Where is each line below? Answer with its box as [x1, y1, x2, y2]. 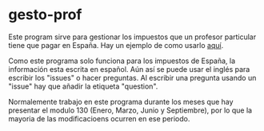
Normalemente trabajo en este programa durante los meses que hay [8, 97, 234, 106]
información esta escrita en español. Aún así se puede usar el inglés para [8, 64, 250, 73]
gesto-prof [8, 6, 82, 24]
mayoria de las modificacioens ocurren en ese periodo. [8, 113, 190, 123]
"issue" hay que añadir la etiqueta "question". [8, 81, 158, 91]
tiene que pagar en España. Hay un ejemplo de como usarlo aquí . [8, 40, 224, 50]
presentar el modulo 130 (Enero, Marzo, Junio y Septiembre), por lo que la [8, 105, 253, 115]
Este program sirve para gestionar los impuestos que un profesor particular [8, 32, 257, 42]
